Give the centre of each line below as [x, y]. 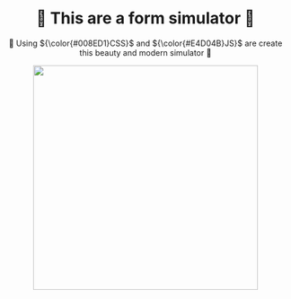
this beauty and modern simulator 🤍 [145, 52]
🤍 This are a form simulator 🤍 [145, 18]
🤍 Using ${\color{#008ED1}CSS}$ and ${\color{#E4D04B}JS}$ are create [145, 43]
